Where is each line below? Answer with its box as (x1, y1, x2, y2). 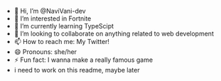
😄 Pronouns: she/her (14, 48, 77, 56)
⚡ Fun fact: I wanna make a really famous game (14, 55, 153, 64)
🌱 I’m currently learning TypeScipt (14, 22, 114, 30)
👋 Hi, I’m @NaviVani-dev (14, 7, 87, 15)
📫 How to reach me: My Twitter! (14, 38, 110, 45)
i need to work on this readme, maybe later (14, 66, 140, 74)
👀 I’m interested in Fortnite (14, 14, 92, 23)
